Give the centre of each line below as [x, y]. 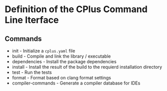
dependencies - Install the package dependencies [64, 61]
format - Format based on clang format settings [62, 78]
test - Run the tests [32, 72]
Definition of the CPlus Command [76, 9]
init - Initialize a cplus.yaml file [43, 51]
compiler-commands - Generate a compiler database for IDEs [76, 83]
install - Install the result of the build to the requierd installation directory [87, 67]
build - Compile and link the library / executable [61, 56]
